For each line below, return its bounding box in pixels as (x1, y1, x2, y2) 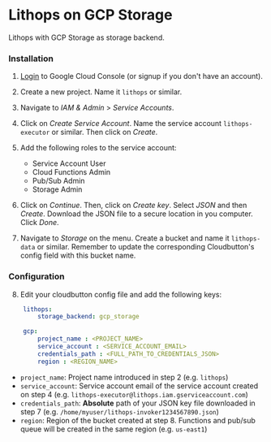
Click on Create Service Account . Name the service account (19, 119, 222, 128)
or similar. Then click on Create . (51, 128, 158, 137)
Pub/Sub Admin (32, 176, 85, 186)
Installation (8, 53, 54, 64)
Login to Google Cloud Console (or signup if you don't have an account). (19, 71, 264, 81)
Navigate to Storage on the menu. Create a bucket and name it (19, 233, 230, 243)
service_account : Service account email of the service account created (19, 380, 259, 391)
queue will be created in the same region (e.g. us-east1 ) (19, 424, 208, 434)
